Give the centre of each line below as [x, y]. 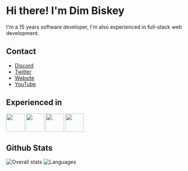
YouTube [25, 84]
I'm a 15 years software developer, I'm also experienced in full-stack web [94, 27]
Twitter [23, 72]
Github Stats [29, 148]
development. [23, 33]
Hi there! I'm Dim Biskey [65, 11]
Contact [21, 52]
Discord [24, 65]
